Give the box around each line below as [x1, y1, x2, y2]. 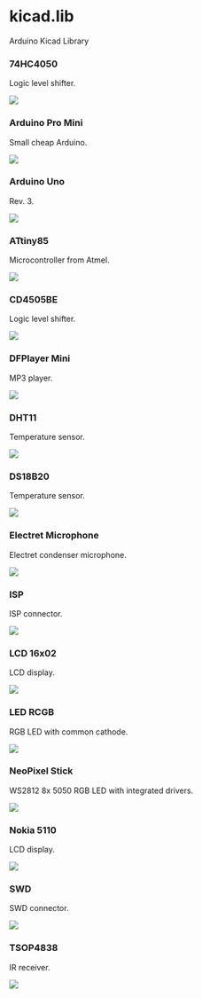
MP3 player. [9, 373, 53, 383]
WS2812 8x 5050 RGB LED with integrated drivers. [9, 785, 194, 796]
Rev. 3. [9, 195, 35, 206]
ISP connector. [9, 608, 63, 618]
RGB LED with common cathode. [9, 726, 128, 737]
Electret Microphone [9, 530, 99, 542]
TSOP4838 [9, 942, 58, 955]
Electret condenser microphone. [9, 549, 127, 560]
